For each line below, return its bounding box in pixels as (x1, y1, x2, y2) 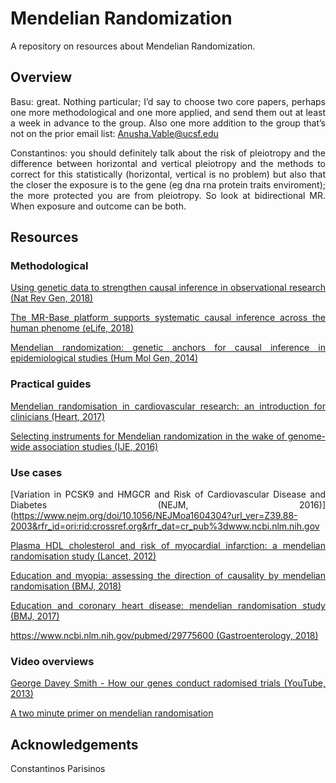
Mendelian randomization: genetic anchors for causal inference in (10, 342, 326, 354)
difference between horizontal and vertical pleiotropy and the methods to (10, 157, 326, 169)
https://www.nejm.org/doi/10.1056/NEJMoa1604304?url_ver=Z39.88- (13, 510, 298, 522)
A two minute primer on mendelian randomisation (10, 707, 214, 719)
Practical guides (10, 377, 92, 391)
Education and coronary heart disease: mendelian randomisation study (10, 600, 326, 612)
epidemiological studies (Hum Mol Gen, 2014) (10, 352, 199, 364)
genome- (287, 430, 326, 442)
